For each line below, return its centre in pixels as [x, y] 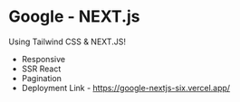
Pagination [42, 78]
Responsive [43, 59]
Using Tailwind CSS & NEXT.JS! [67, 42]
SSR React [41, 69]
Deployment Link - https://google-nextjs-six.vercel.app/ [126, 88]
